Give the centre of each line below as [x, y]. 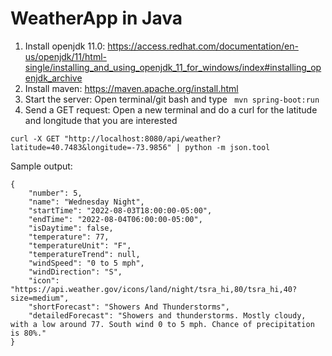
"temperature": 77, [69, 237]
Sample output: [41, 166]
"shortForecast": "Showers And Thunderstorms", [129, 307]
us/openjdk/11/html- [65, 56]
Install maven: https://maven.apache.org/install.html [131, 88]
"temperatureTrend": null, [84, 254]
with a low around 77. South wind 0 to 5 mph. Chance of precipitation [162, 324]
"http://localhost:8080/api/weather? [142, 138]
